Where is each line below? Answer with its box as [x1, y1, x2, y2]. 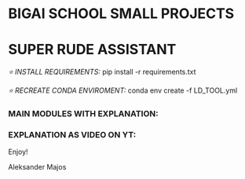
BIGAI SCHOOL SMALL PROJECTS [8, 5, 235, 23]
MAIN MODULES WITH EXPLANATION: [8, 108, 159, 119]
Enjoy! [8, 147, 29, 157]
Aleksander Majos [8, 163, 67, 172]
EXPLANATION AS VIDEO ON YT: [8, 129, 137, 140]
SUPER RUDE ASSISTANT [8, 41, 177, 59]
